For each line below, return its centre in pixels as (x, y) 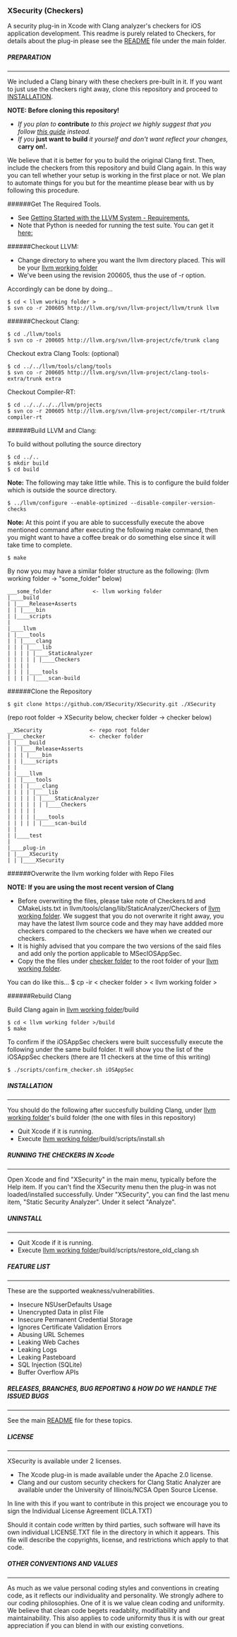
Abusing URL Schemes (51, 1335)
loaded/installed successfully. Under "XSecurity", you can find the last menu (118, 1195)
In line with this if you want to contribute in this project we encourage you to (117, 1504)
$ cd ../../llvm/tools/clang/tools (60, 366)
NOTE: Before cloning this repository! (63, 110)
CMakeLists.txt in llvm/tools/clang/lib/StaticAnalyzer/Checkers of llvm (119, 908)
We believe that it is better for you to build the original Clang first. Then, (111, 161)
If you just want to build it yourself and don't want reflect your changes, (123, 139)
